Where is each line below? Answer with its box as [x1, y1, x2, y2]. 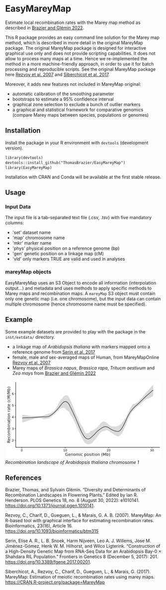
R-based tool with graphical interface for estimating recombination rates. [5, 518, 154, 524]
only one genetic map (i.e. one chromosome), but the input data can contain [5, 295, 161, 301]
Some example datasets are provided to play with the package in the [5, 328, 146, 334]
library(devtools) [5, 155, 43, 160]
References [5, 473, 42, 482]
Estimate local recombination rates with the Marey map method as [5, 19, 141, 25]
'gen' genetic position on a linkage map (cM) [12, 251, 104, 257]
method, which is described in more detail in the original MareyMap [5, 39, 143, 45]
